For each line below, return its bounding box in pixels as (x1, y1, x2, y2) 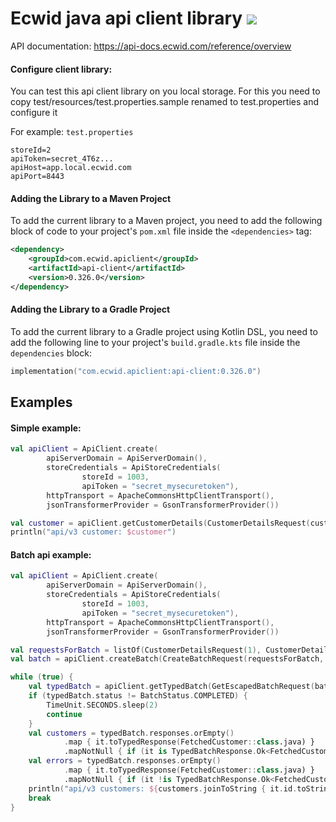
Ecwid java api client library (10, 7, 243, 30)
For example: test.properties (10, 126, 134, 138)
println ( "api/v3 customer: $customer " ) (10, 527, 177, 537)
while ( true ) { (10, 672, 74, 682)
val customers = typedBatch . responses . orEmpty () (28, 728, 235, 738)
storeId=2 (10, 145, 52, 156)
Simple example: (10, 422, 82, 434)
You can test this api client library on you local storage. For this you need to (10, 85, 321, 97)
